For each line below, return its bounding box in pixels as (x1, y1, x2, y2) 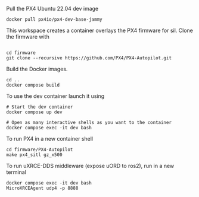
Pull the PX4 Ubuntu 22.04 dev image (6, 5, 99, 12)
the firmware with (6, 33, 49, 40)
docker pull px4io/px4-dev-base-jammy (6, 17, 102, 23)
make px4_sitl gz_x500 (6, 152, 63, 158)
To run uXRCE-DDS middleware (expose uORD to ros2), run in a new (6, 163, 175, 169)
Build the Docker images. (6, 65, 68, 72)
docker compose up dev (6, 109, 63, 115)
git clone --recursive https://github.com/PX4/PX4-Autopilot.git (6, 55, 172, 61)
